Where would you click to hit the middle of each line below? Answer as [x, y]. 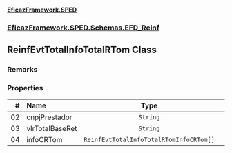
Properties [25, 88]
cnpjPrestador [49, 117]
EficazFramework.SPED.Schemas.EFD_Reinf [84, 28]
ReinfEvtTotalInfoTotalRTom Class [82, 49]
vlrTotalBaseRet [52, 129]
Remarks [22, 69]
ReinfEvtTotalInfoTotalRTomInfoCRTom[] [149, 140]
